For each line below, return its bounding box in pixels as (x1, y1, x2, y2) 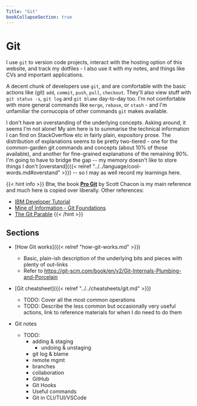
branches (32, 363, 56, 370)
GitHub (32, 375, 50, 382)
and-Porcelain (23, 274, 58, 281)
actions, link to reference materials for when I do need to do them (23, 309, 182, 316)
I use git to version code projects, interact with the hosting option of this (6, 59, 182, 66)
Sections (6, 228, 39, 238)
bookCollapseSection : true (6, 14, 72, 20)
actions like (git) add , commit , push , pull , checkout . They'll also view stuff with (6, 89, 191, 96)
